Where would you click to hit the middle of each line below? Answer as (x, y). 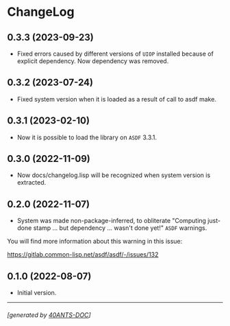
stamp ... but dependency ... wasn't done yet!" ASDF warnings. (120, 228)
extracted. (31, 183)
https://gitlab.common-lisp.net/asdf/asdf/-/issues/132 (83, 255)
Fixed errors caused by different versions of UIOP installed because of (115, 54)
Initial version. (37, 293)
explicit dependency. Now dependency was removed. (93, 61)
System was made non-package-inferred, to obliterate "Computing (112, 221)
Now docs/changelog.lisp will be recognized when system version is (114, 175)
